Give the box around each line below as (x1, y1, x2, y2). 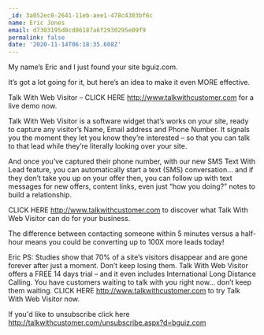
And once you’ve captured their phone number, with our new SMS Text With (8, 156, 256, 166)
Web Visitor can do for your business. (8, 214, 131, 223)
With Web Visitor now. (8, 294, 80, 304)
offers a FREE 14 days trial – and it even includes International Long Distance (8, 269, 256, 279)
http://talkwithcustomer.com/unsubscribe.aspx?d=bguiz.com (8, 318, 206, 327)
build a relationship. (8, 190, 73, 200)
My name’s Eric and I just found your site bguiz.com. (8, 62, 179, 72)
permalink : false (8, 33, 65, 42)
